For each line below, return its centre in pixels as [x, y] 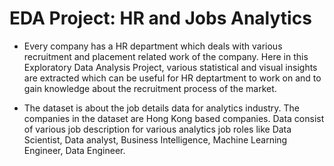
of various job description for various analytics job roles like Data [157, 129]
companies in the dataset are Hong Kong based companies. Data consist [174, 118]
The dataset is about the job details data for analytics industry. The [161, 108]
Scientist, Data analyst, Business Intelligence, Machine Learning [155, 139]
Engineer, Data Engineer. [74, 150]
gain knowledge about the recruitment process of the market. [150, 88]
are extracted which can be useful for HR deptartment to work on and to [172, 78]
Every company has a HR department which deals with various [153, 46]
